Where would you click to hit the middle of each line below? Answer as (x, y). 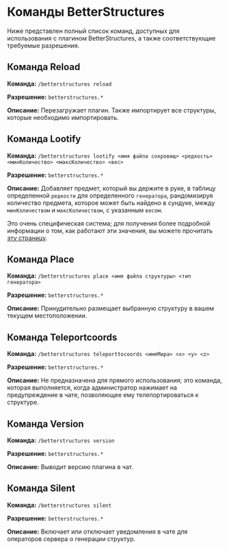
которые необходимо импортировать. (63, 117)
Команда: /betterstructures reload (59, 84)
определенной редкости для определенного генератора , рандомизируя (110, 195)
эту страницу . (27, 238)
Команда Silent (41, 489)
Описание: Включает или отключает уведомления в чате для (97, 531)
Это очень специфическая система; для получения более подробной (109, 223)
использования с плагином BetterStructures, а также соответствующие (111, 38)
